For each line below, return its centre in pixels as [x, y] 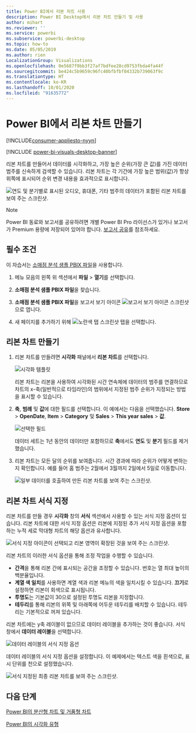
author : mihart [25, 22]
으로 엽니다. [28, 309]
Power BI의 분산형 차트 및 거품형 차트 [49, 711]
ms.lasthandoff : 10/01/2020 [40, 88]
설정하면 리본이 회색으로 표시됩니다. [55, 590]
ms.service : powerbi [31, 33]
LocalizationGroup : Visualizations [49, 60]
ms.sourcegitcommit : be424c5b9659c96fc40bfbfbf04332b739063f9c [85, 71]
